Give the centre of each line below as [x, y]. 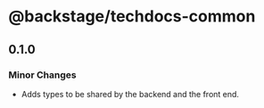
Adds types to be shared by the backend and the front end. [130, 94]
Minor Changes [42, 75]
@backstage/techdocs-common [132, 17]
